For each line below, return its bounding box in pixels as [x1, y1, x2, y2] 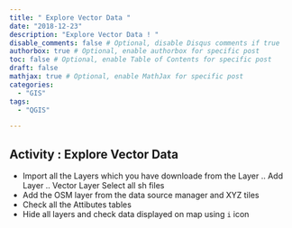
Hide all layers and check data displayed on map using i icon [22, 209, 250, 220]
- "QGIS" [17, 105, 50, 114]
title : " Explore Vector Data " [9, 13, 131, 23]
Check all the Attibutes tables [22, 199, 132, 210]
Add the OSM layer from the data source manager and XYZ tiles [22, 190, 260, 201]
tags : [9, 96, 30, 106]
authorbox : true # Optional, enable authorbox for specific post [9, 47, 260, 56]
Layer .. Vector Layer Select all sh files [22, 180, 165, 191]
